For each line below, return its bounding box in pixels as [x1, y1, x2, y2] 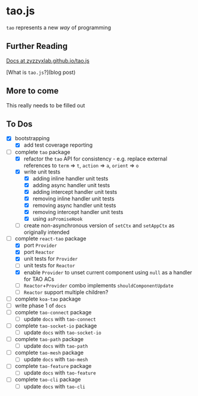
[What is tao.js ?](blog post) [6, 69, 76, 76]
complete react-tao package [14, 235, 86, 242]
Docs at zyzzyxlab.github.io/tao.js [6, 57, 89, 64]
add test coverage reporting [23, 141, 93, 148]
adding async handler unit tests [32, 181, 110, 188]
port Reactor [23, 249, 55, 256]
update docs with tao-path [23, 342, 88, 349]
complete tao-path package [14, 336, 84, 343]
